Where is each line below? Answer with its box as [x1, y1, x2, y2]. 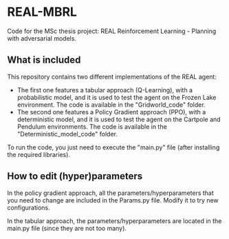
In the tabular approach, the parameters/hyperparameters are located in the [7, 216, 222, 225]
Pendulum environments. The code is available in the [17, 122, 167, 131]
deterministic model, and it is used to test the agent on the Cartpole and [17, 115, 221, 123]
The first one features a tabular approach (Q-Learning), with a [17, 85, 193, 94]
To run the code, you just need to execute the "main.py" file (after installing [7, 143, 220, 152]
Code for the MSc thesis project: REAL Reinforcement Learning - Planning [7, 27, 217, 35]
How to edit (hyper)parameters [7, 170, 143, 183]
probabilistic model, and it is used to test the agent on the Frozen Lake [17, 93, 217, 101]
